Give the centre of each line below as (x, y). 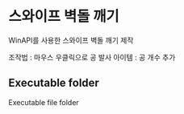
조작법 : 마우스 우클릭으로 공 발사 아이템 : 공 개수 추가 (92, 57)
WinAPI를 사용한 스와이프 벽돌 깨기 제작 (71, 40)
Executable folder (54, 83)
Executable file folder (44, 102)
